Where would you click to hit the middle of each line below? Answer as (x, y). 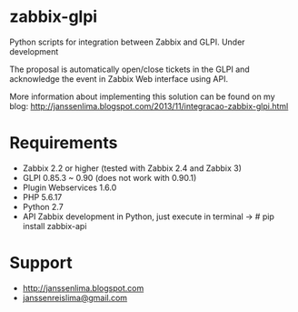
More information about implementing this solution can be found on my (142, 96)
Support (41, 263)
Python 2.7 (43, 206)
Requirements (64, 143)
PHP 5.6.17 (42, 196)
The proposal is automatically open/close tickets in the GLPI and (129, 69)
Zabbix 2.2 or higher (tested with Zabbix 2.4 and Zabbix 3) (132, 168)
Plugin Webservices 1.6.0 (70, 187)
